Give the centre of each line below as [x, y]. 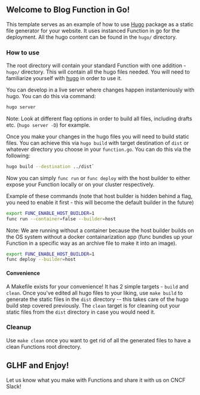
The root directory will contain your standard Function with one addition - [96, 66]
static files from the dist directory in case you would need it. [81, 312]
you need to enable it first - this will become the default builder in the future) [100, 202]
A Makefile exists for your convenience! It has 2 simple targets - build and [98, 286]
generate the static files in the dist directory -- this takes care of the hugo [98, 299]
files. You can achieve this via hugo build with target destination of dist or [98, 142]
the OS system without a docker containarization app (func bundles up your [99, 236]
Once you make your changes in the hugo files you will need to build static [98, 136]
